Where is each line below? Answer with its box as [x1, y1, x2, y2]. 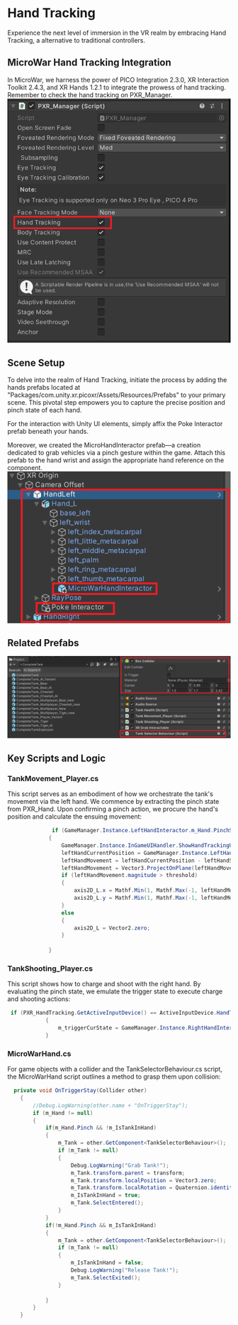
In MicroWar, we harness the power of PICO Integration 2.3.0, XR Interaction [7, 75, 229, 84]
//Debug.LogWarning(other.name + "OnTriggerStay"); [33, 1102, 189, 1109]
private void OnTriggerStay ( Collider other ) [13, 1087, 147, 1094]
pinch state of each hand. [7, 405, 82, 414]
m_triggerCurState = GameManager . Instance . [57, 1025, 189, 1032]
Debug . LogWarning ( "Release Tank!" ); [70, 1267, 179, 1274]
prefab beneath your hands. [7, 427, 89, 435]
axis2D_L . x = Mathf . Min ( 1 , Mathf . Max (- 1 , [74, 887, 198, 894]
